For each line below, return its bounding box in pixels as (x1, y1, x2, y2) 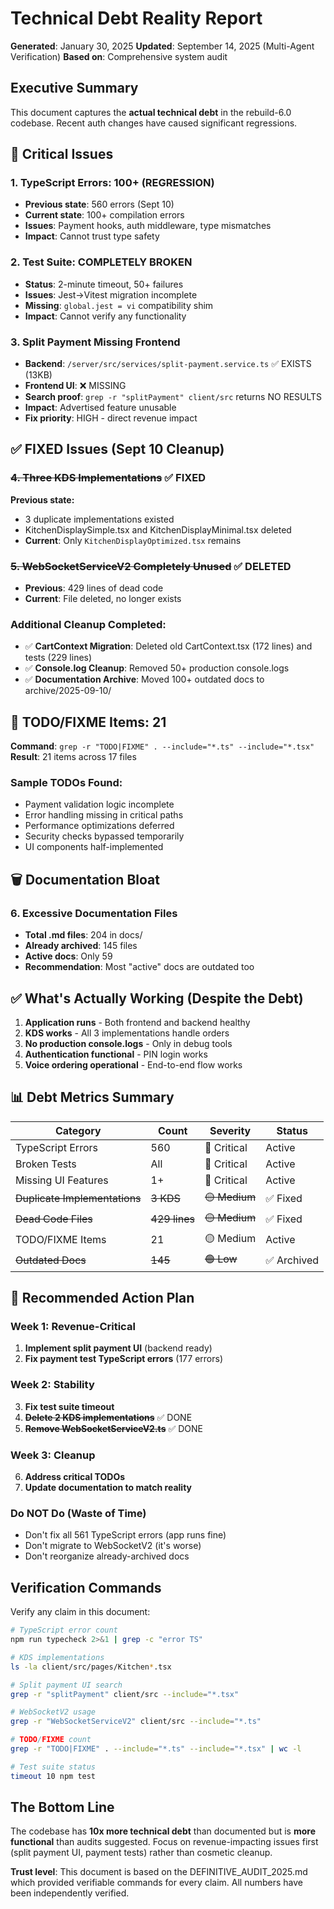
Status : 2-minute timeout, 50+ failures (24, 278, 184, 290)
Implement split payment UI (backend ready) (24, 1342, 213, 1354)
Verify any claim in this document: (10, 1606, 151, 1618)
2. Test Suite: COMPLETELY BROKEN (10, 255, 193, 269)
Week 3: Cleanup (10, 1448, 96, 1462)
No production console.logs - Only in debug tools (24, 1037, 233, 1049)
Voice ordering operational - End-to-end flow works (24, 1058, 243, 1071)
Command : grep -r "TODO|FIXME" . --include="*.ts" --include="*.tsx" (10, 740, 315, 752)
